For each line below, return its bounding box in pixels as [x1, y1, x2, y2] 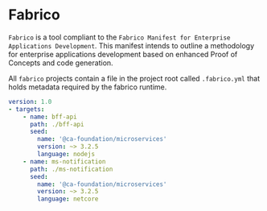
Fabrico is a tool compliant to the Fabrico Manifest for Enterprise [8, 32, 231, 42]
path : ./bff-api [29, 120, 84, 128]
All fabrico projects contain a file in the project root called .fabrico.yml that [8, 73, 260, 83]
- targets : [8, 105, 45, 114]
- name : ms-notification [23, 157, 106, 166]
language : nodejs [37, 151, 95, 159]
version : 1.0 [8, 97, 52, 105]
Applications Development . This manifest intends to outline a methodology [8, 40, 255, 50]
